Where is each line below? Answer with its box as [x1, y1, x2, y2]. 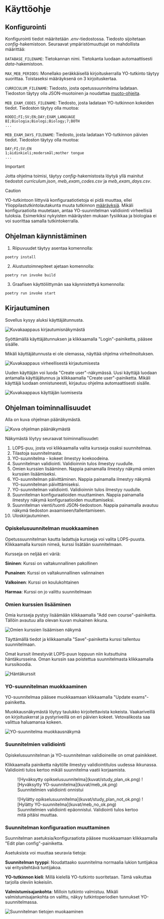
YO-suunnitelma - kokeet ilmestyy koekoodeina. [12, 455, 109, 461]
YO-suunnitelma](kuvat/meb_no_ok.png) [34, 801, 117, 807]
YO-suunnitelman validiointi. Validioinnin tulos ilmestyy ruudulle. [12, 487, 141, 493]
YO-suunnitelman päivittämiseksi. [12, 481, 80, 488]
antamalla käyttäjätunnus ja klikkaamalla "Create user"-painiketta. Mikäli [5, 375, 151, 380]
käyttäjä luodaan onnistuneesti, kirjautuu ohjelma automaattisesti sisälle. [5, 380, 151, 386]
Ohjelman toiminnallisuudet [5, 404, 92, 412]
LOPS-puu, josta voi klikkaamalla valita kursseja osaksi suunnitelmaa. [12, 445, 152, 451]
